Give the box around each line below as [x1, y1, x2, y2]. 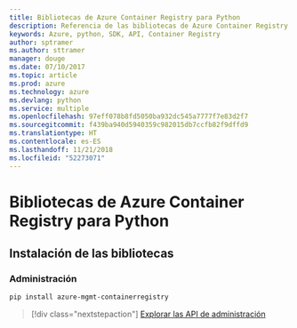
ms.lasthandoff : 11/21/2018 [9, 145, 114, 154]
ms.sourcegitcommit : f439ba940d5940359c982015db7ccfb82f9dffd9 [9, 121, 249, 130]
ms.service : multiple [9, 104, 90, 113]
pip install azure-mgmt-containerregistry [9, 292, 169, 302]
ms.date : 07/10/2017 [9, 63, 86, 72]
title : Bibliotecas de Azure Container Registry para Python [9, 12, 241, 22]
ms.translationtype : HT [9, 129, 98, 138]
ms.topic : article [9, 71, 77, 80]
